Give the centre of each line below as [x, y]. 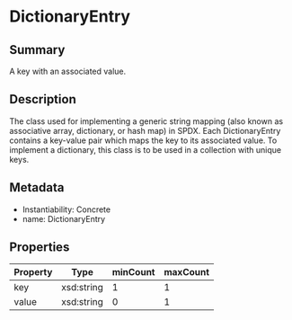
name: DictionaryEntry [64, 218]
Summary [37, 50]
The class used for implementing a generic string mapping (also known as [146, 121]
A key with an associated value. [68, 71]
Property [33, 272]
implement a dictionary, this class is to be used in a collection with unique [145, 149]
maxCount [186, 272]
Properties [40, 248]
